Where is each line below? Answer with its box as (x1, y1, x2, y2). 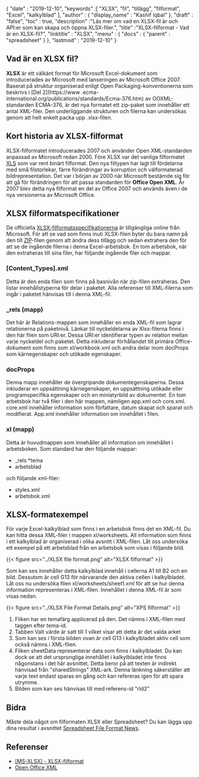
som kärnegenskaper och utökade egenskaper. (6, 350, 122, 358)
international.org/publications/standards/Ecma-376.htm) (6, 95, 144, 102)
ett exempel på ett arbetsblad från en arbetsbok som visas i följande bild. (6, 544, 185, 552)
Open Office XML (14, 764, 58, 771)
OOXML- (152, 95, 174, 102)
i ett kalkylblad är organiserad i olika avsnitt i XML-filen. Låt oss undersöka (6, 538, 188, 545)
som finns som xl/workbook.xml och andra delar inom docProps (32, 344, 189, 352)
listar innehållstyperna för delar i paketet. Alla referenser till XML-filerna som (6, 284, 193, 291)
